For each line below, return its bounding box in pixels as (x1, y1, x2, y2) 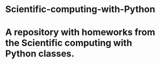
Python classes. (5, 48, 74, 59)
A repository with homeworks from (5, 27, 155, 38)
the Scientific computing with (5, 37, 133, 49)
